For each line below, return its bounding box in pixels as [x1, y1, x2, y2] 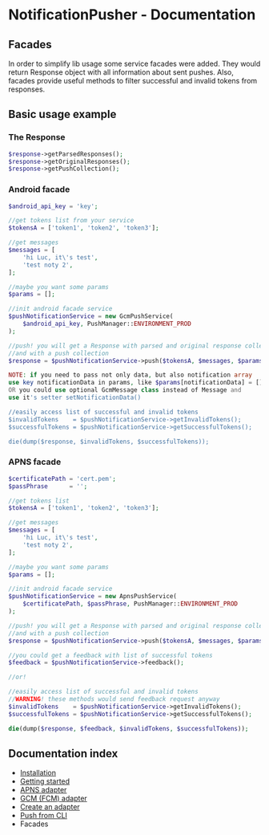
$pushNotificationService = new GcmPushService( [8, 312, 174, 320]
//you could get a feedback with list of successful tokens [8, 651, 214, 659]
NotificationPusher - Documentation [8, 6, 256, 24]
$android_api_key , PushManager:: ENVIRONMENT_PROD [22, 320, 192, 328]
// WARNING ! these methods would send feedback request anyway [8, 695, 220, 703]
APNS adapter [19, 785, 67, 795]
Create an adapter [19, 802, 80, 812]
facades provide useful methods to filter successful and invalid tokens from [8, 76, 258, 85]
